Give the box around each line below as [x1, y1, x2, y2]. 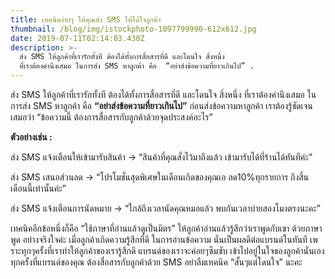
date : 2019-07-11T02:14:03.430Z [10, 33, 145, 43]
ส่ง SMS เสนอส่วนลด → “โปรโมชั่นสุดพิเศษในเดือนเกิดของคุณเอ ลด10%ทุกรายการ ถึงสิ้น [10, 171, 310, 183]
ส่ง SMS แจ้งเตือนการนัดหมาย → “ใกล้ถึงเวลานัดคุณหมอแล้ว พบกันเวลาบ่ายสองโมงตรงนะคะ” [10, 202, 322, 214]
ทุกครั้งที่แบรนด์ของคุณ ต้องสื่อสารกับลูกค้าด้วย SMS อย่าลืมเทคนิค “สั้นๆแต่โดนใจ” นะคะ [10, 256, 303, 268]
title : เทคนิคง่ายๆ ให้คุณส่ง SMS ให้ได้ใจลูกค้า [10, 14, 162, 25]
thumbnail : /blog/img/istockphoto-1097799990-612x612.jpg [10, 24, 257, 34]
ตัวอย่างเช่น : [10, 131, 53, 143]
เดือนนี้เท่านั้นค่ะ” [10, 182, 67, 194]
